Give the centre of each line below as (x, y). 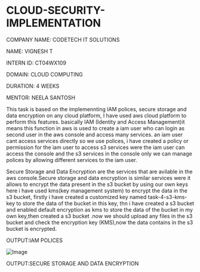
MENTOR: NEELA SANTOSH (41, 97)
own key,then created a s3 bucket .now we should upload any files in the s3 (99, 216)
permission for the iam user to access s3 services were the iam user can (96, 147)
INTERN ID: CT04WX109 (36, 63)
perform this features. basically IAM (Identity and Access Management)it (96, 122)
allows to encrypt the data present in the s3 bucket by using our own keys (97, 184)
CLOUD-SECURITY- (56, 10)
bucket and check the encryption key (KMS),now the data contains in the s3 (100, 222)
